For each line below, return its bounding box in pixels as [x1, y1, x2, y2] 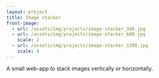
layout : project [6, 8, 48, 15]
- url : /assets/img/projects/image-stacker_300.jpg [12, 25, 146, 32]
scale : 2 [17, 37, 40, 43]
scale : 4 [17, 48, 40, 54]
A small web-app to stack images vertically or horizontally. [6, 65, 154, 72]
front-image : [6, 20, 40, 26]
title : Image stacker [6, 15, 62, 21]
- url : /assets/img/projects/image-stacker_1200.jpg [12, 43, 149, 49]
